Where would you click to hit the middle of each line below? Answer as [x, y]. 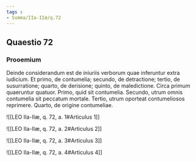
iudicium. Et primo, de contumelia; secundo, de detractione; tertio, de [93, 79]
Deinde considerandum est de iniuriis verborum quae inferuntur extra [93, 73]
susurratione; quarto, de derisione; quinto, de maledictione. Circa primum [98, 86]
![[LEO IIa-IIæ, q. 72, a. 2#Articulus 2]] [54, 129]
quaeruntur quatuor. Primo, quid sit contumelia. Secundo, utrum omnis [95, 93]
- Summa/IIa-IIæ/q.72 [34, 18]
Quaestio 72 [30, 42]
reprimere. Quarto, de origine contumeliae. [60, 105]
